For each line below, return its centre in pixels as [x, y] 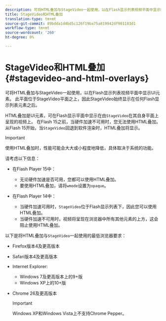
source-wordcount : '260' [31, 33]
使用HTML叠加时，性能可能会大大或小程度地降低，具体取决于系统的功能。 [81, 148]
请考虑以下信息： [22, 158]
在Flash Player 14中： [34, 196]
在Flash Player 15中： [34, 169]
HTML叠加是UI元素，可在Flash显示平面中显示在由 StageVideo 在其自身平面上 [82, 115]
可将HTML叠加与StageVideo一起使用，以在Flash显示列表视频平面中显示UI [81, 92]
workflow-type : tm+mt [27, 28]
